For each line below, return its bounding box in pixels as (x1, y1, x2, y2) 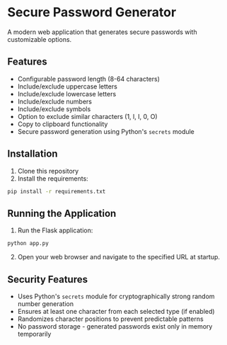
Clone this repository (17, 166, 79, 175)
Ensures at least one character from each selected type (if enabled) (17, 307, 215, 315)
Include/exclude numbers (17, 97, 92, 106)
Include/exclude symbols (17, 104, 91, 113)
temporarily (17, 329, 52, 338)
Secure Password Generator (7, 4, 177, 21)
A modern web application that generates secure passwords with (7, 28, 197, 36)
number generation (17, 299, 74, 308)
